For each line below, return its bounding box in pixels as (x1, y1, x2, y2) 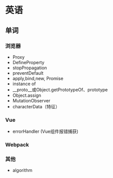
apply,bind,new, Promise (12, 75, 64, 81)
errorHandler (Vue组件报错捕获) (12, 128, 79, 134)
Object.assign (12, 92, 42, 98)
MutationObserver (12, 97, 51, 103)
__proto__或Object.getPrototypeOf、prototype (12, 86, 108, 93)
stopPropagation (12, 65, 47, 71)
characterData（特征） (12, 103, 60, 109)
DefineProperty (12, 59, 45, 65)
